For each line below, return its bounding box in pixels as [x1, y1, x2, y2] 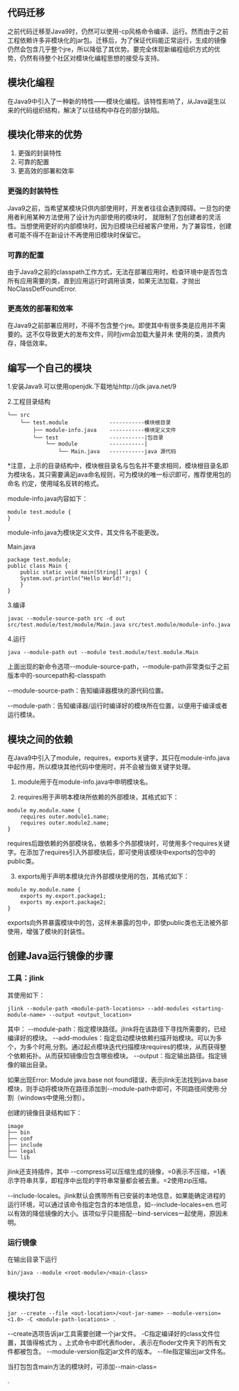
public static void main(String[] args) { [20, 569, 148, 576]
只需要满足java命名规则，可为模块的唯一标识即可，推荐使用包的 [44, 470, 231, 479]
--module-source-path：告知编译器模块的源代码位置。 [7, 686, 168, 695]
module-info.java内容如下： [7, 495, 89, 503]
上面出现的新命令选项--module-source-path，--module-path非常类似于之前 [7, 662, 230, 671]
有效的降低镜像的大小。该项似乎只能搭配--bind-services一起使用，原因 [13, 1209, 222, 1217]
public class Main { [7, 562, 69, 570]
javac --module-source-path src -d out [7, 615, 126, 622]
